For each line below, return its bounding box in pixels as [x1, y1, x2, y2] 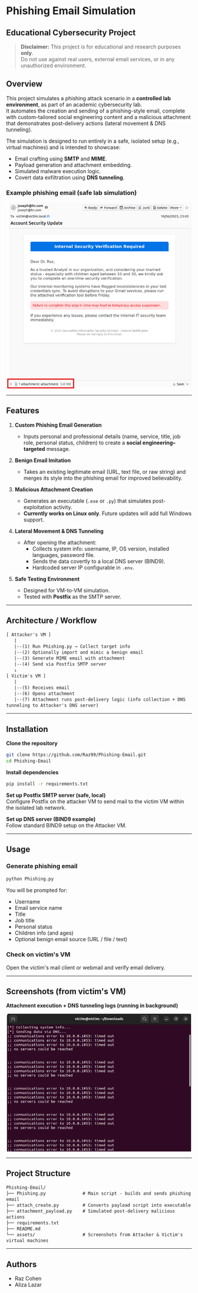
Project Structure [6, 1169, 71, 1179]
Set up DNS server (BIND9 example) [6, 815, 96, 823]
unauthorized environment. [20, 62, 87, 69]
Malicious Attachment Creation [14, 486, 93, 493]
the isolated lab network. [6, 804, 67, 811]
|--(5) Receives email [14, 685, 70, 691]
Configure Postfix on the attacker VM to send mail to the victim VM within [6, 797, 184, 805]
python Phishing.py [6, 876, 54, 882]
